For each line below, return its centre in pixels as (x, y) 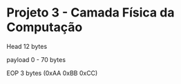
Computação (45, 27)
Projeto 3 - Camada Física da (90, 13)
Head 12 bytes (27, 46)
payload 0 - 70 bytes (36, 59)
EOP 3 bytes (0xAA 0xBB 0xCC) (52, 73)
